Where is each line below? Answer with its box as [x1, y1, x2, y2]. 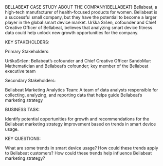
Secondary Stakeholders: [5, 77, 56, 83]
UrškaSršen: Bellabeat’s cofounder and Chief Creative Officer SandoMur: [5, 58, 152, 63]
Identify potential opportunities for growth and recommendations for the [5, 116, 149, 121]
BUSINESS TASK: [5, 106, 40, 112]
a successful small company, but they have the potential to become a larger [5, 15, 157, 20]
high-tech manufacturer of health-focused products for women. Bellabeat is [5, 9, 158, 15]
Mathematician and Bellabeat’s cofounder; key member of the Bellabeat [5, 63, 148, 69]
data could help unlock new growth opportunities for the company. [5, 30, 139, 35]
